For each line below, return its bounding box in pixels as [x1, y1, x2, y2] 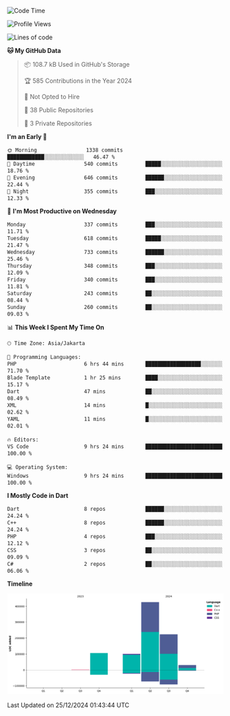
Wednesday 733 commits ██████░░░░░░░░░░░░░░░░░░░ [7, 249, 223, 255]
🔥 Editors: [7, 436, 39, 443]
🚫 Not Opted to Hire [23, 93, 80, 101]
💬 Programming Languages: [7, 354, 81, 361]
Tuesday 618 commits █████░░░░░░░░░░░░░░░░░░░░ [7, 235, 223, 242]
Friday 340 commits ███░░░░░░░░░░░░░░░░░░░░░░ [7, 276, 223, 283]
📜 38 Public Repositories [23, 106, 94, 114]
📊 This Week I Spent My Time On [7, 324, 104, 331]
